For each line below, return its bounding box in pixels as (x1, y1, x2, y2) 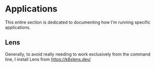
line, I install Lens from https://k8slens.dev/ (5, 56, 91, 62)
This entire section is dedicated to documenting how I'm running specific (5, 19, 151, 25)
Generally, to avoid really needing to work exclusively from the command (5, 51, 151, 57)
